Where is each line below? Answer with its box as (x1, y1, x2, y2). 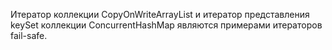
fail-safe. (10, 30, 48, 41)
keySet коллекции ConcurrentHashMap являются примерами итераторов (10, 19, 323, 31)
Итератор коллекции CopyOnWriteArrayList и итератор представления (10, 9, 310, 20)
